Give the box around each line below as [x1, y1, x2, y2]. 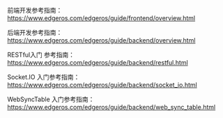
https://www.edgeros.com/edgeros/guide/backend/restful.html [7, 59, 188, 66]
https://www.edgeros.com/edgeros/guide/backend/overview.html [7, 36, 196, 44]
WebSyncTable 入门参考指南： [7, 95, 95, 103]
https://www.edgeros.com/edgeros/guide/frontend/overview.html [7, 14, 196, 22]
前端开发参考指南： [7, 6, 63, 14]
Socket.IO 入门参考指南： [7, 73, 80, 81]
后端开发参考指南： [7, 29, 63, 36]
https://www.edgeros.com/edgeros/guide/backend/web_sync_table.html [7, 103, 216, 111]
